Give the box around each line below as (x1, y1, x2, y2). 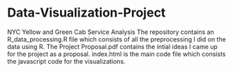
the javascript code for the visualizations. (7, 57, 126, 65)
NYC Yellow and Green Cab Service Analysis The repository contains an (7, 28, 214, 36)
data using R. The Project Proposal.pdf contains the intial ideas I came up (7, 42, 218, 51)
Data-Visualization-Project (7, 5, 166, 21)
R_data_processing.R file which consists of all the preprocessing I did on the (7, 35, 227, 43)
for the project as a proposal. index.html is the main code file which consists (7, 50, 226, 58)
